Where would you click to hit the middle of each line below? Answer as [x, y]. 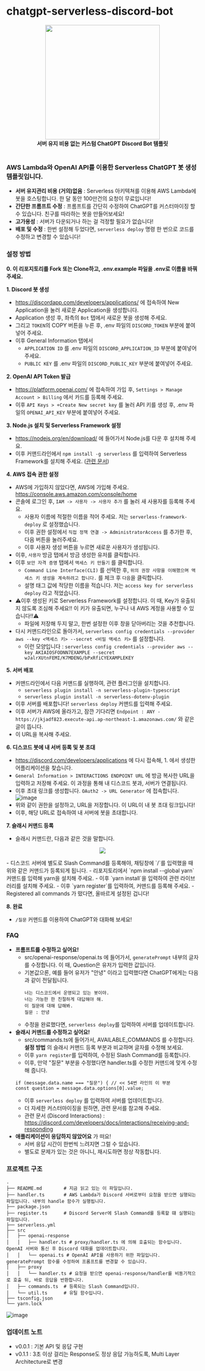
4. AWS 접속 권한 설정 [33, 474]
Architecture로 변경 [39, 1362]
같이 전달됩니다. [50, 980]
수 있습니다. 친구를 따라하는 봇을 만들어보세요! [70, 214]
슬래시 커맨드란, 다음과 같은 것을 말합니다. [65, 838]
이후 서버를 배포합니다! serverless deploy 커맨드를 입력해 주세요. [94, 703]
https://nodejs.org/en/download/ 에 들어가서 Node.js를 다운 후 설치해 [100, 438]
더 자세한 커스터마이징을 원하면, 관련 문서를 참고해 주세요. [93, 1108]
